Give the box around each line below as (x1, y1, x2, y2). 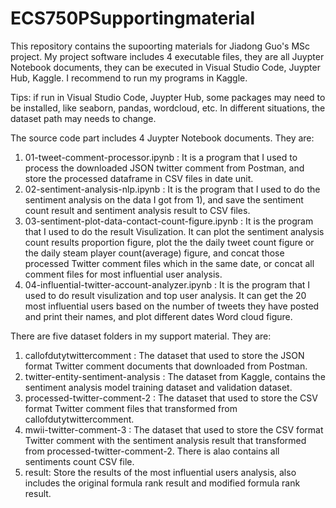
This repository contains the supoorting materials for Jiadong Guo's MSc (10, 40, 311, 52)
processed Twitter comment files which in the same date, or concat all (24, 257, 315, 269)
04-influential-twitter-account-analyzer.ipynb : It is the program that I (24, 278, 311, 291)
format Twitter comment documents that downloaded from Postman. (24, 360, 308, 372)
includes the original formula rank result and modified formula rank (24, 477, 301, 489)
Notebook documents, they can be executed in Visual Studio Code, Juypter (10, 61, 321, 73)
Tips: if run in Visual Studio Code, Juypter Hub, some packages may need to (10, 91, 326, 103)
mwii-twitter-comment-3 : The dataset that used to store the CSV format (24, 423, 324, 436)
